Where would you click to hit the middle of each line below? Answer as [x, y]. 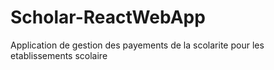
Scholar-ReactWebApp [108, 17]
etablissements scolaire [59, 55]
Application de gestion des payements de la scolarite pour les [137, 45]
